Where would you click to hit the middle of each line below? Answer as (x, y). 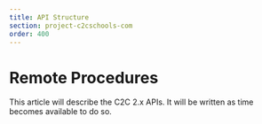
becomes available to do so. (61, 112)
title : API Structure (49, 17)
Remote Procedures (84, 77)
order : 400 (29, 34)
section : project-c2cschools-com (71, 26)
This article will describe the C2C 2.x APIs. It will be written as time (131, 102)
